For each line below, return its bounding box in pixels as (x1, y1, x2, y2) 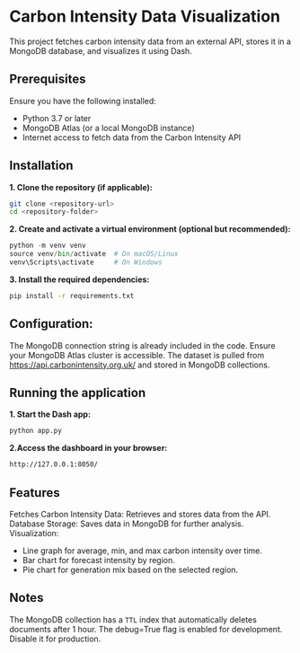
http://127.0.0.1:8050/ (9, 460, 99, 469)
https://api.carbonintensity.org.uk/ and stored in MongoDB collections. (9, 359, 270, 370)
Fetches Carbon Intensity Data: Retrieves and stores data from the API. (9, 509, 271, 519)
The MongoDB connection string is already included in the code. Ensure (9, 340, 276, 351)
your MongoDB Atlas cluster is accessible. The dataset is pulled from (9, 349, 265, 360)
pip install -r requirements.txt (9, 291, 135, 300)
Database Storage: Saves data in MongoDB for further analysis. (9, 518, 244, 529)
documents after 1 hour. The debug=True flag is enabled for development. (9, 623, 283, 634)
